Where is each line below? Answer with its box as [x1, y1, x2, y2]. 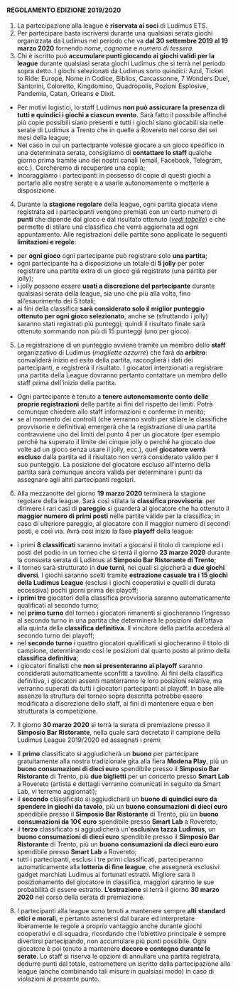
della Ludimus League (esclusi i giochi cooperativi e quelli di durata [16, 579, 216, 587]
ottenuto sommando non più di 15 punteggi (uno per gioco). [16, 327, 191, 335]
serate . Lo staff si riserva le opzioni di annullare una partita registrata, [16, 952, 222, 961]
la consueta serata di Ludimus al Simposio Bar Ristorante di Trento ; [16, 556, 217, 564]
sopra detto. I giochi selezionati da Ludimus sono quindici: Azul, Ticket [16, 67, 224, 75]
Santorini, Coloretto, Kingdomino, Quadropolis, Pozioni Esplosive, [16, 82, 209, 90]
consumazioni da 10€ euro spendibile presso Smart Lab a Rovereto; [16, 817, 218, 826]
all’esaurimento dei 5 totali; [16, 297, 96, 306]
